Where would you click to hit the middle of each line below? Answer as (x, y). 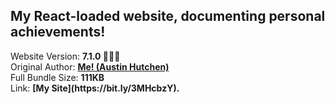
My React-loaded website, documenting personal (168, 16)
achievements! (58, 32)
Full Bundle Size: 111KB (57, 77)
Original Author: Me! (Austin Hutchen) (90, 66)
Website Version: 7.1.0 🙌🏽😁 (65, 56)
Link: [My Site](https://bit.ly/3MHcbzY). (95, 88)
